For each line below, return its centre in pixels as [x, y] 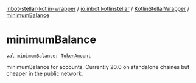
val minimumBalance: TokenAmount [49, 56]
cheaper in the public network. [45, 73]
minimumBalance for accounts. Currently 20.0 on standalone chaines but [98, 67]
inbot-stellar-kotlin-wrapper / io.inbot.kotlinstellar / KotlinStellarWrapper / [98, 9]
